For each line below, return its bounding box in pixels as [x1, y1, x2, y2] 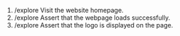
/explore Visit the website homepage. [14, 6, 124, 14]
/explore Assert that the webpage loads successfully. [14, 13, 171, 22]
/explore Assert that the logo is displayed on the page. [14, 21, 174, 29]
